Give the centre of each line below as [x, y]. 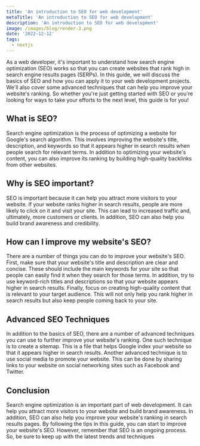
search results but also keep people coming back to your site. [82, 301]
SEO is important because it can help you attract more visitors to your [92, 198]
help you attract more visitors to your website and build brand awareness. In [100, 411]
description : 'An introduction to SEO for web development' [83, 23]
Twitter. [16, 372]
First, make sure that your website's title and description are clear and [92, 262]
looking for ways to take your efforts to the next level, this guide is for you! [98, 100]
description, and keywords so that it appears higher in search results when [98, 145]
